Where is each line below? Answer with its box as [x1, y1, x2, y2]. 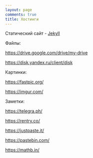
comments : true [5, 12, 37, 17]
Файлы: [5, 40, 21, 46]
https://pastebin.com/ [5, 137, 50, 143]
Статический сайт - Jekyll [5, 31, 60, 37]
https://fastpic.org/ [5, 79, 44, 85]
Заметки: [5, 98, 25, 104]
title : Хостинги [5, 17, 39, 22]
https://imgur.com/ [5, 89, 44, 95]
